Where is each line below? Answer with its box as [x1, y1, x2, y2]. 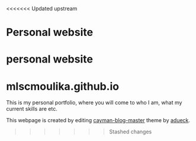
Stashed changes [109, 128, 152, 135]
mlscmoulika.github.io [6, 80, 120, 93]
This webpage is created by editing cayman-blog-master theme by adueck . [6, 117, 191, 124]
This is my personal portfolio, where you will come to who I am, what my [6, 99, 182, 106]
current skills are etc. [6, 106, 57, 113]
